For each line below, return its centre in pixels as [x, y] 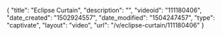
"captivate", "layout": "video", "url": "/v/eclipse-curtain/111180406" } [105, 25]
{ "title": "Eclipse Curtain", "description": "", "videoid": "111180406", [104, 10]
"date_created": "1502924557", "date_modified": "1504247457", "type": [111, 18]
